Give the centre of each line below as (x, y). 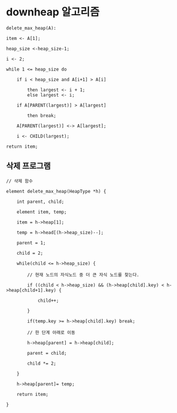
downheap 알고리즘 (53, 12)
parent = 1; (31, 243)
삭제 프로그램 (29, 166)
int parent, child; (41, 201)
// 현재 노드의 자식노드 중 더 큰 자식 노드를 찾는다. (83, 275)
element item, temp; (42, 212)
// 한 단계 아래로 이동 (51, 332)
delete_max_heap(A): (31, 28)
